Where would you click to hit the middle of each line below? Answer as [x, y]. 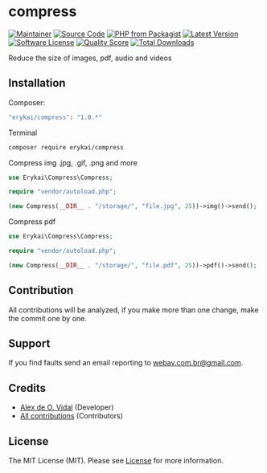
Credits [27, 388]
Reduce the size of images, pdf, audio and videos [90, 58]
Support [29, 343]
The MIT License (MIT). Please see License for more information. [116, 461]
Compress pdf [32, 222]
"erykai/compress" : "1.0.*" [55, 117]
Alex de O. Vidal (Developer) [67, 407]
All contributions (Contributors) [71, 416]
